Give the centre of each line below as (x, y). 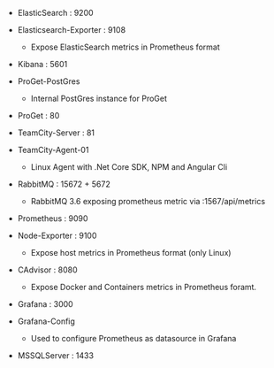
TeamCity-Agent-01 (53, 150)
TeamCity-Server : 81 (56, 133)
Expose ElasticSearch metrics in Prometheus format (126, 47)
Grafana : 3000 (45, 304)
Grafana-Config (46, 321)
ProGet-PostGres (49, 81)
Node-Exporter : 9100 (57, 235)
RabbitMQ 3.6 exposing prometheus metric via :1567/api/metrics (148, 201)
